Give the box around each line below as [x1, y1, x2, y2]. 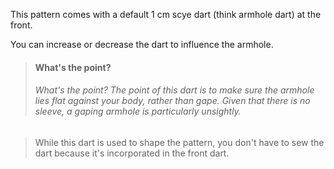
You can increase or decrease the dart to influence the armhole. [10, 39, 274, 50]
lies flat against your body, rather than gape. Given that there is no [34, 95, 311, 107]
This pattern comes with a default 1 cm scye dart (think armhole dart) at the [10, 9, 322, 20]
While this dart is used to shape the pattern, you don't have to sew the [34, 136, 325, 148]
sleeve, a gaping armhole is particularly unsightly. [34, 105, 242, 118]
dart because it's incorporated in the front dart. [34, 147, 230, 159]
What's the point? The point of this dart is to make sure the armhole [34, 84, 315, 96]
